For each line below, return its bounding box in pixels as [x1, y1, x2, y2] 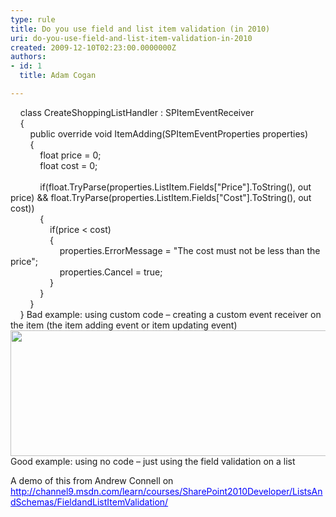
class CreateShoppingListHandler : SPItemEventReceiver [19, 106, 255, 118]
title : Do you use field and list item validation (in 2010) [10, 24, 271, 34]
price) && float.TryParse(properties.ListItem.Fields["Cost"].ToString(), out [10, 191, 312, 203]
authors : [10, 52, 47, 62]
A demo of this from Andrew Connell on [10, 474, 174, 486]
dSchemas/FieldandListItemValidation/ [10, 496, 169, 508]
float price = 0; [39, 149, 102, 161]
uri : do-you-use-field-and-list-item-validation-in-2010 [10, 33, 253, 43]
